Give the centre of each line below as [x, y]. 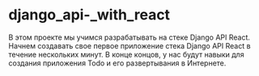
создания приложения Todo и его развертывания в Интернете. [117, 63]
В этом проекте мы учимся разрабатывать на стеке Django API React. [129, 37]
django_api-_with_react [89, 15]
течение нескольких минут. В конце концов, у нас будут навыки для [126, 54]
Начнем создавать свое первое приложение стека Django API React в [129, 45]
